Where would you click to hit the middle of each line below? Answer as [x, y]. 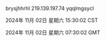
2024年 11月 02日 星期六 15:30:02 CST [52, 20]
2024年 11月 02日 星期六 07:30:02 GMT [53, 32]
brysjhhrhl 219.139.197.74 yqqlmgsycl [50, 8]
